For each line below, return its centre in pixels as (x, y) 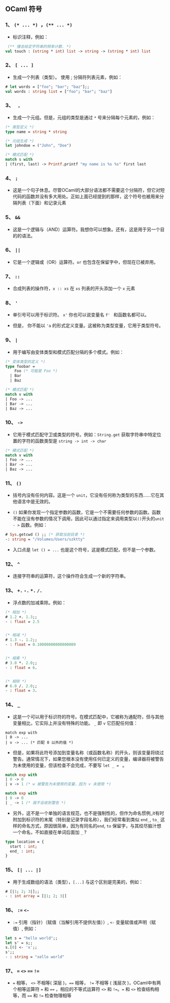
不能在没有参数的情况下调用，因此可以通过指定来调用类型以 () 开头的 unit (88, 518)
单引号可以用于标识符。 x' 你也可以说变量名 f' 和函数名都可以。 (81, 315)
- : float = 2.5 (22, 621)
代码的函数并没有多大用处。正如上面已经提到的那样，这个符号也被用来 (86, 196)
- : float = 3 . (21, 691)
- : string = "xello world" (35, 957)
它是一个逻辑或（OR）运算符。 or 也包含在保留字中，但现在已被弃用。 (85, 262)
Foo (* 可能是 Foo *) (36, 371)
